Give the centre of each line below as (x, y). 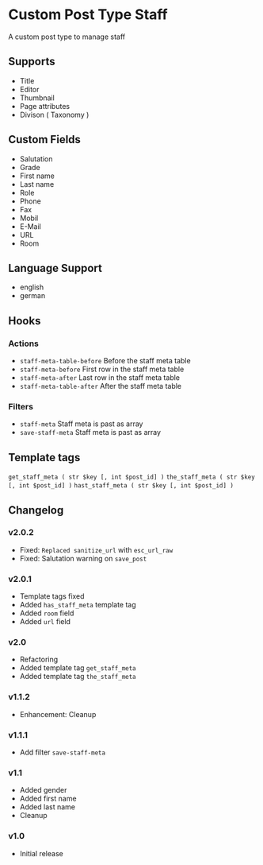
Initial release (41, 853)
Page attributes (44, 106)
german (32, 296)
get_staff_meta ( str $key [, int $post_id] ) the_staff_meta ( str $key (131, 477)
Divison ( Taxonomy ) (54, 114)
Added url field (45, 622)
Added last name (47, 807)
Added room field (47, 613)
